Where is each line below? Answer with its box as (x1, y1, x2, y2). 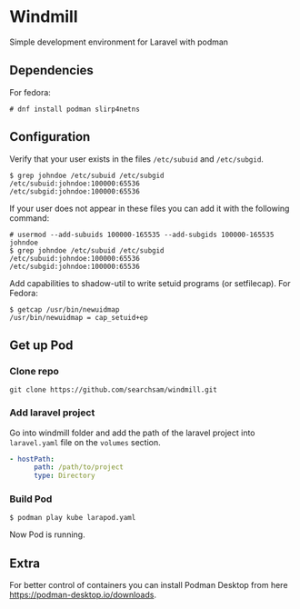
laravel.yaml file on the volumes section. (9, 436, 161, 447)
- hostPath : (9, 454, 55, 464)
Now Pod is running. (9, 529, 85, 540)
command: (9, 212, 50, 224)
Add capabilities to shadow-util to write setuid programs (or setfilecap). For (9, 277, 291, 288)
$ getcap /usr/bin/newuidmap (9, 304, 120, 314)
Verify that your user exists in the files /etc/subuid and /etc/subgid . (9, 153, 264, 165)
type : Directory (33, 471, 95, 481)
